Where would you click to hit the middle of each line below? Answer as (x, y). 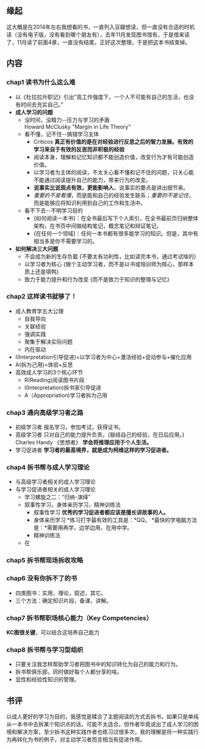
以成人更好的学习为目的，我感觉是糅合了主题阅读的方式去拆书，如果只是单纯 (103, 717)
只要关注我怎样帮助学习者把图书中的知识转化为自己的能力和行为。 (98, 664)
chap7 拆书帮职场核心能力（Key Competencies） (80, 618)
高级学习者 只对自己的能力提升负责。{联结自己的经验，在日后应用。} (100, 435)
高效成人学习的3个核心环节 (49, 372)
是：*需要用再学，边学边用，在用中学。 (83, 527)
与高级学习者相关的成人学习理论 (55, 482)
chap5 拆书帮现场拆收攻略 (45, 561)
